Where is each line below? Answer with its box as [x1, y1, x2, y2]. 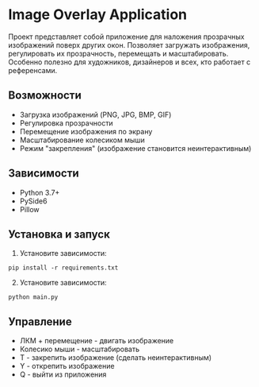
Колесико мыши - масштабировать [19, 344, 140, 354]
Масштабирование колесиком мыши [19, 135, 145, 145]
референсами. [8, 65, 58, 75]
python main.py [8, 293, 59, 301]
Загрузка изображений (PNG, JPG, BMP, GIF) [19, 110, 172, 119]
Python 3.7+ [19, 188, 60, 197]
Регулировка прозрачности [19, 118, 113, 128]
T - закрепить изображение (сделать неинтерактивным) [19, 353, 212, 362]
